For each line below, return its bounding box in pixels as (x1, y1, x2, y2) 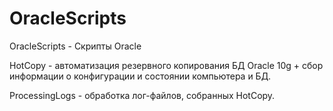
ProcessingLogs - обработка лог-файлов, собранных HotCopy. (9, 89, 276, 101)
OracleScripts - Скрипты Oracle (9, 40, 142, 52)
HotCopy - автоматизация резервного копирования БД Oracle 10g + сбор (9, 59, 324, 71)
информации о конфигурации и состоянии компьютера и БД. (9, 70, 272, 82)
